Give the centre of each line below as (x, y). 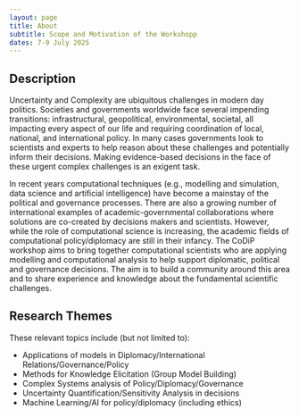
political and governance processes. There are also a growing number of (143, 203)
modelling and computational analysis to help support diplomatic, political (145, 260)
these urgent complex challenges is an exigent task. (105, 167)
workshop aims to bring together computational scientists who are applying (148, 250)
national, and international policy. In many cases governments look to (137, 138)
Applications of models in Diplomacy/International (113, 354)
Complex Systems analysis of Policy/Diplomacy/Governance (133, 383)
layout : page (33, 17)
